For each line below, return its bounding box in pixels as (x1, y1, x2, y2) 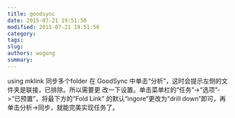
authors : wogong (7, 50, 55, 57)
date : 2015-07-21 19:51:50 (7, 17, 87, 24)
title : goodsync (7, 10, 55, 18)
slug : (7, 43, 23, 50)
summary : (7, 57, 33, 64)
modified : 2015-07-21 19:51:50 (7, 23, 100, 30)
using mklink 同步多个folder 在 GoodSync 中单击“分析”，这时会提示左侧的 (7, 76, 222, 85)
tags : (7, 37, 23, 44)
